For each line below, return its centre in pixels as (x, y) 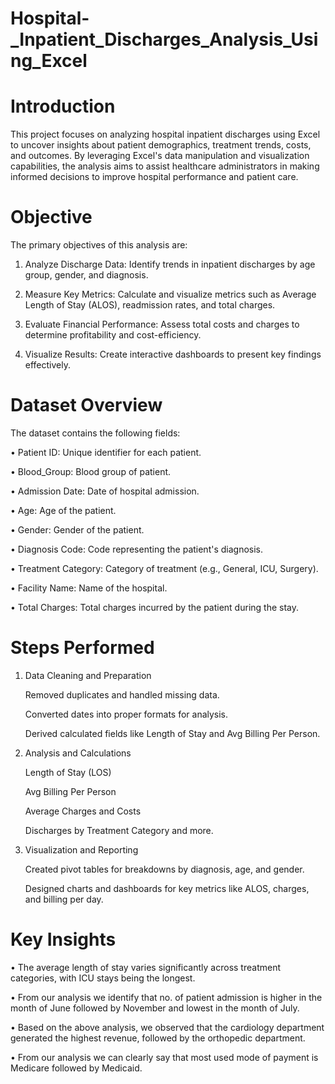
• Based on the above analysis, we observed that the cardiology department (167, 1027)
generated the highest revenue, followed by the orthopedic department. (158, 1038)
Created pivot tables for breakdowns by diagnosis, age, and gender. (164, 869)
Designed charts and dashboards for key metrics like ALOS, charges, (167, 888)
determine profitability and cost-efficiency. (113, 335)
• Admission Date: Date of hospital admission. (105, 491)
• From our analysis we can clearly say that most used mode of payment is (164, 1057)
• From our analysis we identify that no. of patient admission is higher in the (166, 997)
